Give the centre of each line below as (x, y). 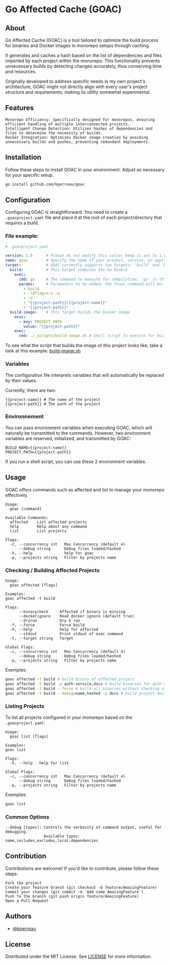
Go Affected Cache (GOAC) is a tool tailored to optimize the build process (82, 40)
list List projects (38, 531)
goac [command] (26, 509)
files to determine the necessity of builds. (54, 133)
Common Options (27, 817)
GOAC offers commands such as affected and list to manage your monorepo (85, 489)
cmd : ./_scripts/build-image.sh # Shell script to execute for (87, 336)
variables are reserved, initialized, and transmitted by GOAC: (68, 438)
